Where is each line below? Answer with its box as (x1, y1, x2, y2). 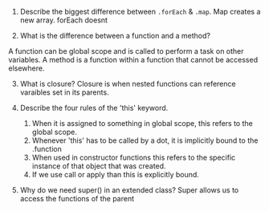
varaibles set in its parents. (19, 87, 110, 97)
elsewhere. (8, 63, 45, 73)
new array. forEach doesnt (19, 15, 108, 25)
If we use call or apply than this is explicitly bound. (31, 170, 199, 179)
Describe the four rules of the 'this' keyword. (19, 103, 169, 112)
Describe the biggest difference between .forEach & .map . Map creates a (19, 7, 261, 16)
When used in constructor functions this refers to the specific (31, 152, 236, 162)
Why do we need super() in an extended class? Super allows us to (19, 185, 239, 195)
